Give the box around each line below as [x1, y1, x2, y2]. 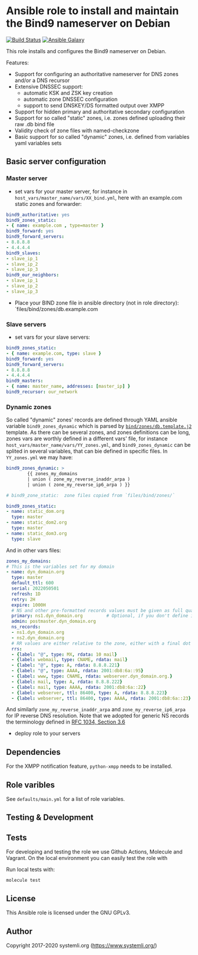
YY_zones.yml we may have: [6, 454, 73, 461]
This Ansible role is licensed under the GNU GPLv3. [6, 909, 131, 916]
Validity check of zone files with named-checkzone [14, 127, 140, 134]
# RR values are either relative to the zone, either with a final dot [11, 640, 192, 646]
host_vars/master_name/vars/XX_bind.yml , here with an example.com [14, 194, 183, 201]
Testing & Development [6, 813, 94, 823]
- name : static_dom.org [6, 509, 65, 515]
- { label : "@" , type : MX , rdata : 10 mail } [11, 651, 117, 658]
